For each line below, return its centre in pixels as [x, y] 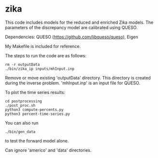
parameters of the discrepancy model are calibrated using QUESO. [71, 27]
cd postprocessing [23, 101]
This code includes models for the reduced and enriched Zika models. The [79, 22]
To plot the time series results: [35, 92]
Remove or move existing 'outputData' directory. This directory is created [78, 78]
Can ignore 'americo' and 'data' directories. [48, 150]
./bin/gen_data [20, 132]
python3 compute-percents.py [34, 110]
